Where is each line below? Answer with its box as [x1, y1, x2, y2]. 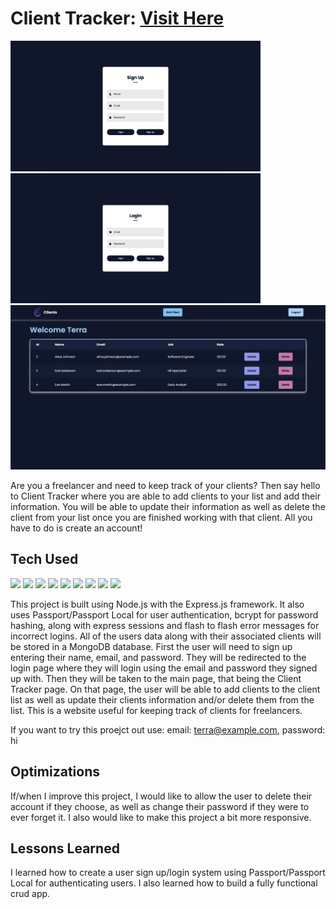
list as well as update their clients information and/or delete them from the [10, 693, 315, 706]
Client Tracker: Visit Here [10, 7, 225, 30]
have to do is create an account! [10, 522, 143, 534]
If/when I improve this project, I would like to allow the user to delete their [10, 790, 313, 802]
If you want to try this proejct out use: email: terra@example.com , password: [10, 723, 326, 736]
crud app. [10, 888, 51, 900]
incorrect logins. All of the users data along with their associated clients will [10, 630, 322, 642]
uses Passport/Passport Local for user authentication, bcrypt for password [10, 608, 319, 621]
